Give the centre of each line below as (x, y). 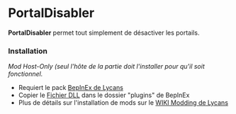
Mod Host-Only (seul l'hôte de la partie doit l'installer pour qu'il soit (106, 67)
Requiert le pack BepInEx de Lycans (71, 88)
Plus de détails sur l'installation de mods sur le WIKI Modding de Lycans (123, 103)
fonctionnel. (26, 74)
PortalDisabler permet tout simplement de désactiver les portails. (104, 33)
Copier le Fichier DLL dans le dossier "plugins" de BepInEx (104, 95)
